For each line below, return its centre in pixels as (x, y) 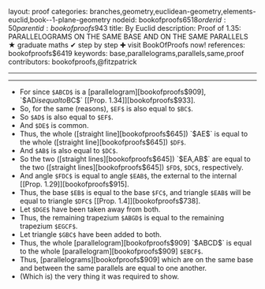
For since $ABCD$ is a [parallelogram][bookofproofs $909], (113, 92)
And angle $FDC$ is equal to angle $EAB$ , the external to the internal (128, 176)
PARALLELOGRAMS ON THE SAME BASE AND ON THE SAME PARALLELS (128, 36)
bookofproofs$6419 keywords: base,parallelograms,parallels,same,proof (126, 53)
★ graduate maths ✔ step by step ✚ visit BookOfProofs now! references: (127, 45)
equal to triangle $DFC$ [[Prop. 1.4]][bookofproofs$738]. (110, 201)
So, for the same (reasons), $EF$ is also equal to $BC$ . (106, 109)
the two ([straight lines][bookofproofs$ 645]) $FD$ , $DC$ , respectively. (132, 167)
